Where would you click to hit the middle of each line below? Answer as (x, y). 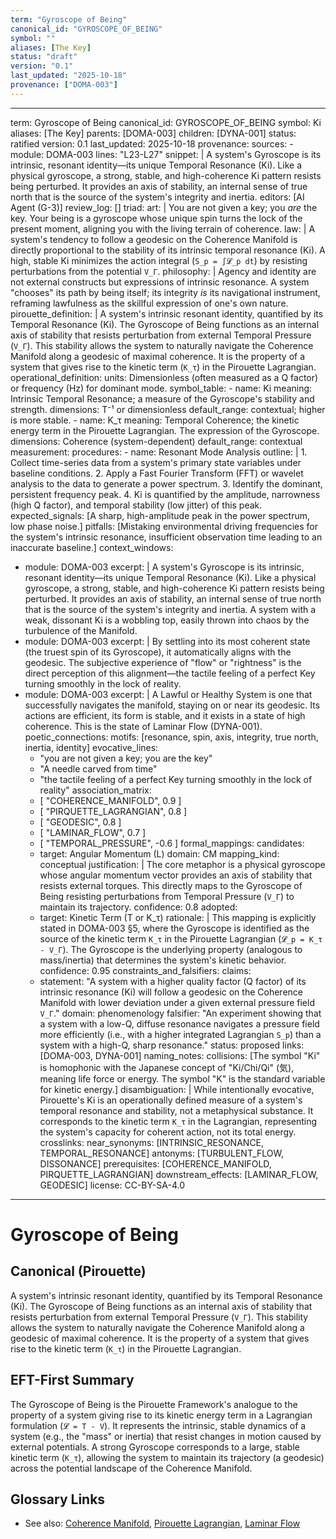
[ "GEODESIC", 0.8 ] (80, 822)
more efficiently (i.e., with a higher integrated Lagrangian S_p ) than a (180, 1034)
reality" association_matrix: (95, 790)
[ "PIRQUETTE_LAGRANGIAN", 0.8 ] (113, 811)
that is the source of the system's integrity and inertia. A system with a (170, 609)
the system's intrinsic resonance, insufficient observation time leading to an (166, 537)
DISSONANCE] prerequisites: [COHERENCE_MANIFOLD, (155, 1163)
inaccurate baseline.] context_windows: (92, 547)
